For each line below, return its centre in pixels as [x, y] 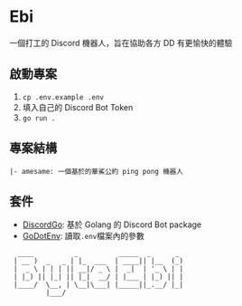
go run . [39, 118]
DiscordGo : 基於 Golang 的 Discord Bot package [112, 225]
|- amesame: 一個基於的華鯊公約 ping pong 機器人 [96, 171]
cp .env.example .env [63, 97]
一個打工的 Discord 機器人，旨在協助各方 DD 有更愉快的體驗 [121, 43]
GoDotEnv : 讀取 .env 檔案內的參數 [83, 236]
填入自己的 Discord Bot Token [78, 107]
